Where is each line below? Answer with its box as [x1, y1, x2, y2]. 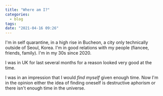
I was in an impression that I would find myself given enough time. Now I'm [5, 75, 159, 81]
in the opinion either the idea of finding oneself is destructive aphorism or [5, 80, 156, 86]
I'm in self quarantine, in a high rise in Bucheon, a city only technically [5, 39, 148, 45]
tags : [5, 21, 16, 26]
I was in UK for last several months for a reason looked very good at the [5, 60, 152, 66]
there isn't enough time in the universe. [5, 85, 85, 91]
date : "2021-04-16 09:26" [5, 26, 59, 31]
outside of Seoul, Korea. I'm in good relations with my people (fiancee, [5, 45, 149, 51]
